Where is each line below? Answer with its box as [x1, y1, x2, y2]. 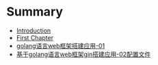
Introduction [16, 26, 51, 35]
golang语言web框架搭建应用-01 [16, 41, 105, 49]
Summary [6, 4, 63, 20]
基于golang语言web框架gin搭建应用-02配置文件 [16, 50, 151, 58]
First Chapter [16, 33, 54, 41]
